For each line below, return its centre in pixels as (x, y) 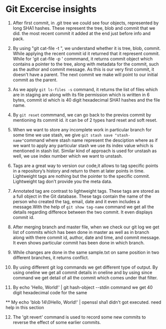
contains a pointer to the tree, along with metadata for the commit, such (86, 64)
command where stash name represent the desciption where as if (91, 140)
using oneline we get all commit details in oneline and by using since (83, 272)
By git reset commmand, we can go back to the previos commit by (82, 114)
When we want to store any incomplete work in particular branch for (82, 129)
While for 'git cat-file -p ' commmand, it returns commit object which (83, 58)
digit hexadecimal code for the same (50, 292)
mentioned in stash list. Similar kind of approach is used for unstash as (85, 151)
